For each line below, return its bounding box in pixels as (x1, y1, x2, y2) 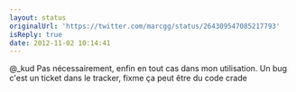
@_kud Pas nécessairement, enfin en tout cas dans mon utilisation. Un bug (9, 63, 287, 74)
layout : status (9, 13, 67, 23)
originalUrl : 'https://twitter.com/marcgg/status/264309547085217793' (9, 22, 281, 31)
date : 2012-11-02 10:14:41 (9, 38, 111, 48)
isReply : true (9, 30, 63, 39)
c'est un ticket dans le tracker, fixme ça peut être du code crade (9, 73, 248, 84)
